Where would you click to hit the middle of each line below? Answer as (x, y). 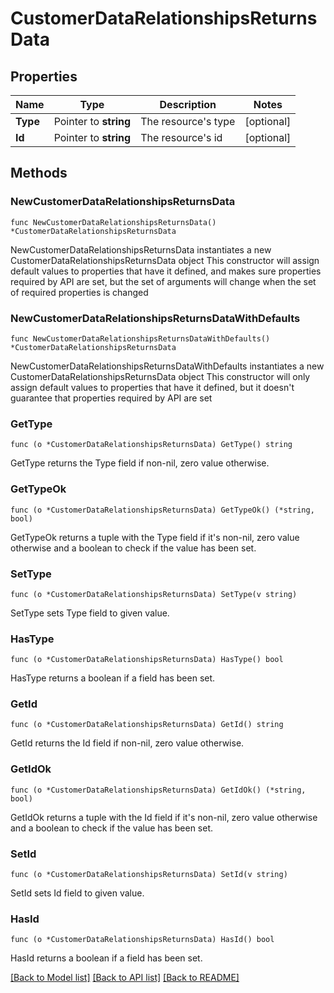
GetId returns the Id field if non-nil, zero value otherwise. (127, 743)
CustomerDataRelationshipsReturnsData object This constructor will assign (165, 260)
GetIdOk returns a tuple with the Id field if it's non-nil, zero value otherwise (164, 817)
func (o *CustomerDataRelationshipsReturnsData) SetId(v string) (149, 875)
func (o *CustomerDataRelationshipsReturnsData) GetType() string (151, 445)
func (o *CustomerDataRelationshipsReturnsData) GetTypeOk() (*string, (162, 510)
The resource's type (188, 121)
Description (188, 104)
